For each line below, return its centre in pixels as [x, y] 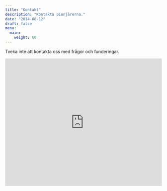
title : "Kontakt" [23, 10]
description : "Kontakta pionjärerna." [45, 14]
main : [15, 33]
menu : [11, 28]
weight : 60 [25, 38]
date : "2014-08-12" [25, 19]
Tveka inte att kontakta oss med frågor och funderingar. [62, 51]
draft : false [19, 24]
